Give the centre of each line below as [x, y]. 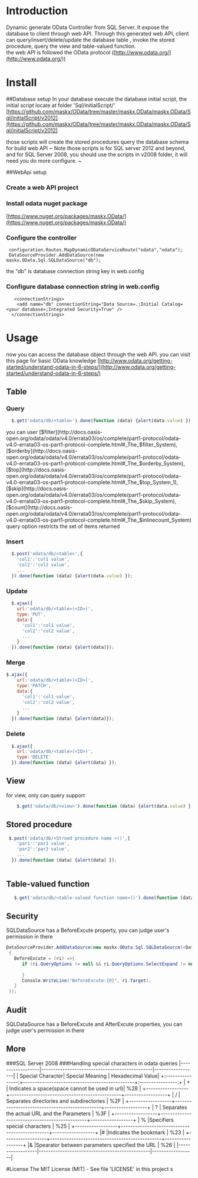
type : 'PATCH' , [34, 686]
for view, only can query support [46, 795]
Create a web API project [42, 187]
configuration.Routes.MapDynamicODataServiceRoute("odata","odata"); [96, 250]
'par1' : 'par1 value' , [43, 844]
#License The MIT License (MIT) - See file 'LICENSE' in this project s [90, 1169]
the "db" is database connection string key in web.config [75, 271]
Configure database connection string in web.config [83, 287]
